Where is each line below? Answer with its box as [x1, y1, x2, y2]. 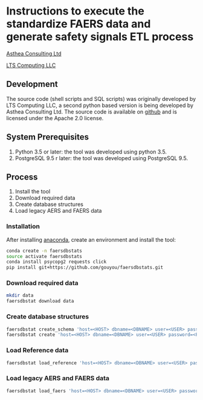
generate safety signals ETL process [6, 30, 194, 44]
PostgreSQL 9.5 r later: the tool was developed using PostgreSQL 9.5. [14, 154, 188, 161]
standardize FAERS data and [6, 17, 151, 31]
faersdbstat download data [6, 298, 74, 305]
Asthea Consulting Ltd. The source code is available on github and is [6, 108, 177, 115]
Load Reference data [6, 346, 69, 355]
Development [6, 79, 59, 89]
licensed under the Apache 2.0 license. [6, 114, 104, 121]
